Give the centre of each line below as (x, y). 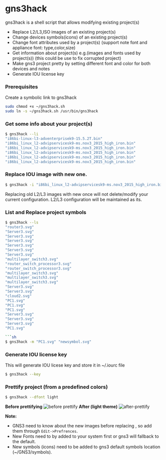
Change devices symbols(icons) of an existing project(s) (70, 37)
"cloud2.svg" (19, 296)
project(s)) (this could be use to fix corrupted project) (67, 58)
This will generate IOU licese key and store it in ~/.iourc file (65, 365)
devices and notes (31, 69)
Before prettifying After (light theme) (61, 407)
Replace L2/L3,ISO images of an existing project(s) (64, 32)
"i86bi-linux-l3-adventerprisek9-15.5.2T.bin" (54, 139)
